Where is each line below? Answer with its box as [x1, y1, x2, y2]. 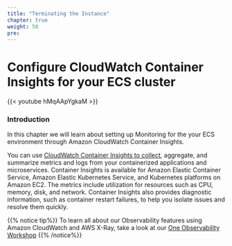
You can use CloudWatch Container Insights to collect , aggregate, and [7, 151, 208, 160]
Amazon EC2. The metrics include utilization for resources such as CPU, [7, 181, 213, 189]
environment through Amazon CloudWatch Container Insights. [7, 138, 185, 146]
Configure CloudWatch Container [7, 60, 204, 75]
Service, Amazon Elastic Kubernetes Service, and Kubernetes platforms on [7, 173, 221, 181]
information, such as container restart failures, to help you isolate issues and [7, 195, 225, 204]
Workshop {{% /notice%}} [7, 231, 82, 240]
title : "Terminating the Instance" [7, 10, 110, 17]
